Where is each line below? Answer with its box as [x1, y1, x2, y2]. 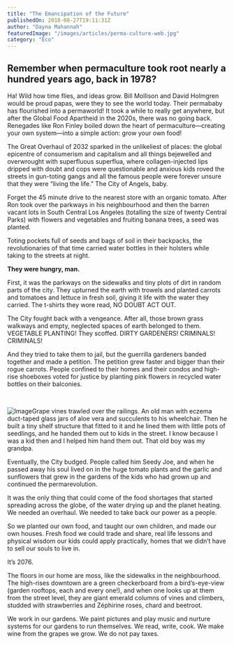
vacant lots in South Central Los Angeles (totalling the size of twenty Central [7, 208, 227, 216]
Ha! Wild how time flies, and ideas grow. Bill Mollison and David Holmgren [7, 92, 219, 100]
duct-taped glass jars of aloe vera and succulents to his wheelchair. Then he [7, 414, 228, 423]
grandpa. [7, 444, 34, 452]
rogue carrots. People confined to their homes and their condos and [7, 364, 203, 373]
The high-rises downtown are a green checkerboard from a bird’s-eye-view [7, 579, 225, 587]
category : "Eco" [7, 36, 54, 43]
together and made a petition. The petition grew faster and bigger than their [7, 357, 225, 366]
